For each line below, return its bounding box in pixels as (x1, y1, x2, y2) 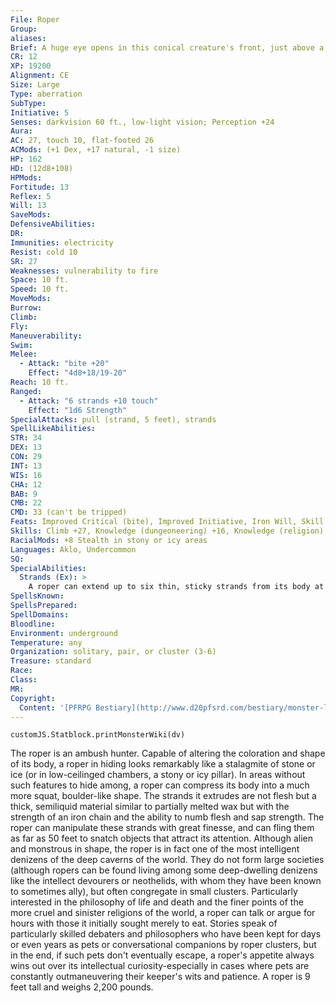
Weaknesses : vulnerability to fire (10, 266, 159, 276)
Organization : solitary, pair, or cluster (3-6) (10, 647, 217, 657)
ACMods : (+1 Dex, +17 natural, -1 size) (10, 145, 182, 155)
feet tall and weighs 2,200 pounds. (10, 981, 154, 993)
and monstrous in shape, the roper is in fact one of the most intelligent (10, 843, 300, 855)
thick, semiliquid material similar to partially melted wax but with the (10, 801, 290, 813)
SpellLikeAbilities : (10, 424, 97, 434)
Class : (10, 675, 38, 685)
